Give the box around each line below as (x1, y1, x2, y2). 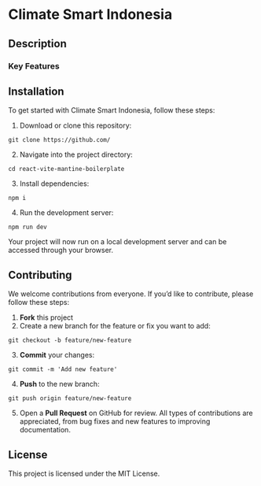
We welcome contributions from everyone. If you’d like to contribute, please (8, 289, 254, 299)
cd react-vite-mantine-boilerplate (8, 165, 125, 173)
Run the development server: (19, 208, 114, 217)
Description (8, 37, 67, 50)
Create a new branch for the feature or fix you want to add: (19, 321, 211, 331)
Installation (8, 84, 64, 98)
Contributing (8, 268, 72, 281)
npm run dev (8, 223, 47, 232)
